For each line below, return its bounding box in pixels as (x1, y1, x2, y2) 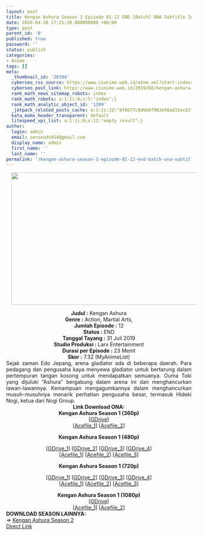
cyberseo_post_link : (11, 85, 62, 91)
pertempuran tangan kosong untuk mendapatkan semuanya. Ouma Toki (6, 372, 192, 379)
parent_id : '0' (6, 31, 44, 36)
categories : (6, 52, 35, 58)
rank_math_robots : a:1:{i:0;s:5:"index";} (11, 96, 117, 102)
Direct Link (6, 523, 32, 530)
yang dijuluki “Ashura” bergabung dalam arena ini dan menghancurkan (6, 379, 192, 386)
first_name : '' (11, 145, 49, 151)
